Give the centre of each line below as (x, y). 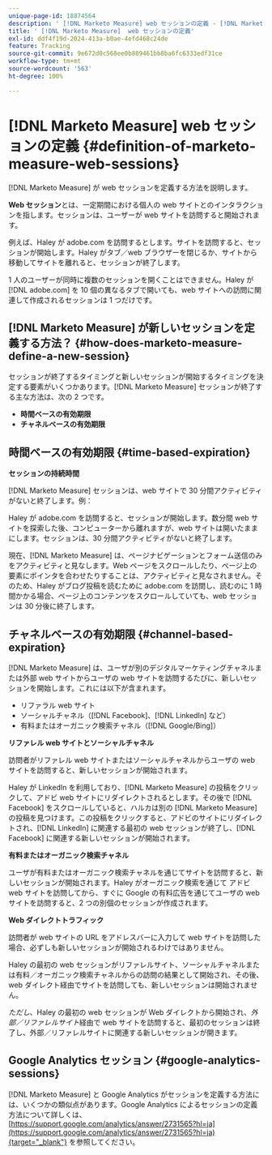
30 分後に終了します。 (61, 606)
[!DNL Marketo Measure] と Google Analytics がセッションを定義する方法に (134, 1094)
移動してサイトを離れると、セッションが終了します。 (96, 262)
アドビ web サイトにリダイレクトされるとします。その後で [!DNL (144, 798)
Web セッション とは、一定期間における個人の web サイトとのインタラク (129, 204)
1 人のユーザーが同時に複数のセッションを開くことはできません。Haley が (131, 280)
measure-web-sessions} (94, 164)
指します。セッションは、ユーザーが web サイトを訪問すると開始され (138, 215)
